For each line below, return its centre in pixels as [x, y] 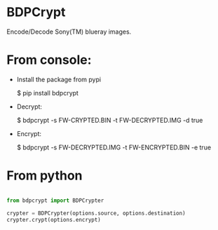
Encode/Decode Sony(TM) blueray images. [69, 32]
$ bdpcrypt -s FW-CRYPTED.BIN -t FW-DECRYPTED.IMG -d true [110, 120]
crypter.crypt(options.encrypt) [54, 219]
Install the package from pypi [59, 79]
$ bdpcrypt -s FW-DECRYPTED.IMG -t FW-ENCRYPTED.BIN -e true [114, 147]
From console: [49, 60]
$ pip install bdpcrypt [47, 93]
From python [45, 176]
